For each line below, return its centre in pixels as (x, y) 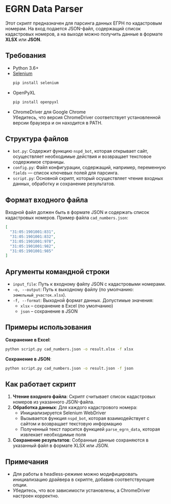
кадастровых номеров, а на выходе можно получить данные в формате (84, 34)
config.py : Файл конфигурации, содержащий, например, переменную (89, 168)
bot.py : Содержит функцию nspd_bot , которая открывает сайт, (80, 151)
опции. (20, 485)
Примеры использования (48, 327)
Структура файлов (37, 139)
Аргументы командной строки (57, 271)
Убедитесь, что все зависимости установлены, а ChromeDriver (81, 491)
